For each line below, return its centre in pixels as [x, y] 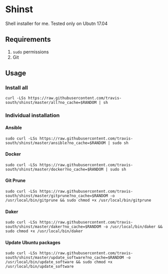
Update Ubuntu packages [33, 242]
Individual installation [33, 116]
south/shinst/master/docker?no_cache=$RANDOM [54, 169]
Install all [17, 88]
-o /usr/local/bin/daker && [133, 227]
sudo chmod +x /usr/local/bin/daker [44, 231]
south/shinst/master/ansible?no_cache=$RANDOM [55, 143]
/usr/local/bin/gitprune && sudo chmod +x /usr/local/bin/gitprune [78, 200]
